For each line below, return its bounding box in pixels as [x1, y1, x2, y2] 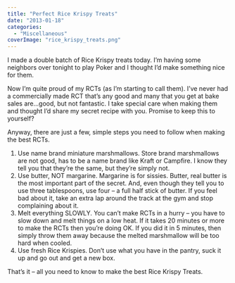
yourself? [7, 114, 34, 123]
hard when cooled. [17, 239, 72, 247]
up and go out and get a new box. [17, 254, 115, 263]
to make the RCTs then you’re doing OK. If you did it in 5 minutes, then [17, 224, 222, 232]
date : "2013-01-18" [7, 17, 65, 24]
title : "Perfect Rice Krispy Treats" [7, 10, 118, 18]
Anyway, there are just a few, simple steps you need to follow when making [7, 128, 225, 137]
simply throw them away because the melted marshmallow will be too [17, 232, 220, 240]
